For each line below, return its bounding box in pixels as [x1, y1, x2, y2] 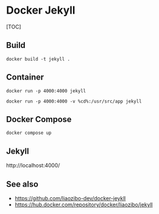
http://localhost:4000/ [6, 162, 61, 169]
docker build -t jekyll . [6, 56, 70, 62]
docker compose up [6, 130, 52, 136]
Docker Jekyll [6, 4, 75, 17]
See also [6, 179, 39, 189]
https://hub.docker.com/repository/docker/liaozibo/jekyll [14, 201, 153, 208]
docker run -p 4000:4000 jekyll [6, 88, 86, 94]
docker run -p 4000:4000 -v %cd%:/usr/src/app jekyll [6, 98, 142, 104]
